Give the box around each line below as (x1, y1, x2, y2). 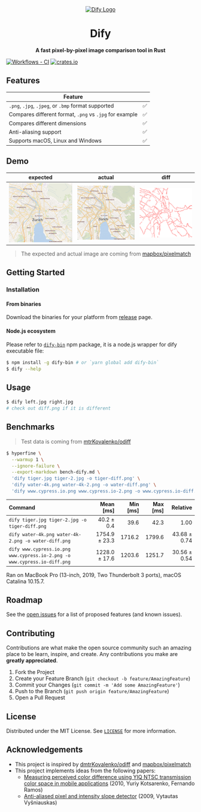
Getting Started (6, 267, 65, 278)
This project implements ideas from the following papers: (14, 767, 156, 774)
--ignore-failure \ (11, 463, 60, 469)
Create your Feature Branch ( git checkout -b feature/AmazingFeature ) (14, 675, 191, 682)
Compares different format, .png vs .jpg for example (8, 111, 138, 118)
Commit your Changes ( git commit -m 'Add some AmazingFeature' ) (14, 681, 181, 688)
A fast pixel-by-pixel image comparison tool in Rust (35, 46, 166, 53)
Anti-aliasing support (8, 128, 62, 136)
